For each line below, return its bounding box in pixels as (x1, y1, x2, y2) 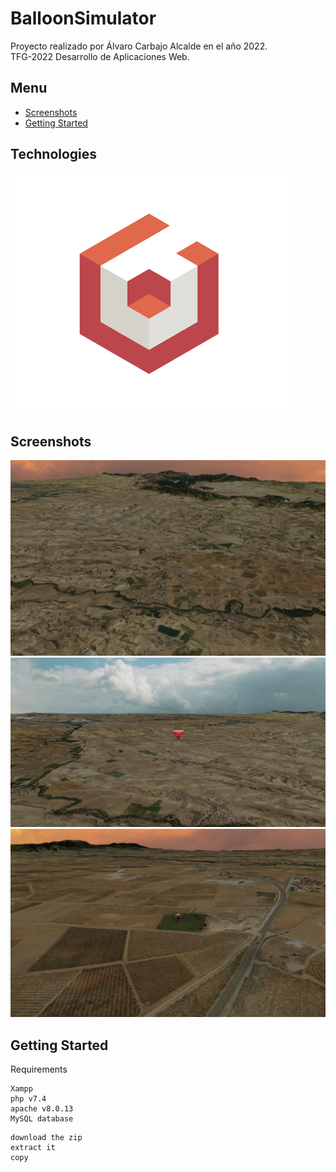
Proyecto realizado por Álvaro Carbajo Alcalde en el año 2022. (10, 40, 268, 52)
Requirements (10, 1063, 68, 1076)
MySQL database (10, 1114, 74, 1124)
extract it (10, 1143, 56, 1153)
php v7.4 (10, 1094, 47, 1104)
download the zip (10, 1133, 83, 1143)
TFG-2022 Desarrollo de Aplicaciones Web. (10, 50, 190, 62)
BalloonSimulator (10, 7, 157, 30)
